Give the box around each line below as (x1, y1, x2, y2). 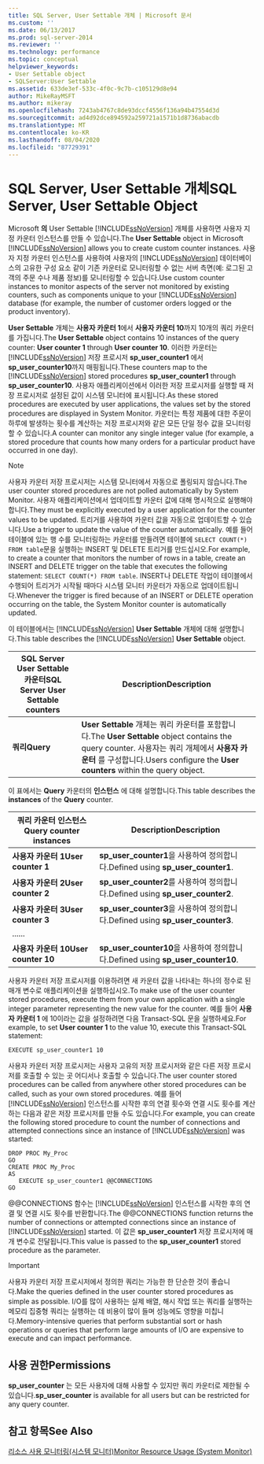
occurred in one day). (8, 445, 79, 455)
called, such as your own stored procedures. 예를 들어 (8, 1089, 182, 1099)
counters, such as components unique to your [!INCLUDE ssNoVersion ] (8, 290, 237, 300)
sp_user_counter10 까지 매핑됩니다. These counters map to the (8, 363, 208, 372)
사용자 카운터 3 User (12, 904, 83, 915)
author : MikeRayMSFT (8, 92, 76, 100)
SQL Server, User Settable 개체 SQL (8, 179, 237, 198)
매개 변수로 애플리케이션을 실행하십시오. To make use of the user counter (8, 985, 236, 996)
